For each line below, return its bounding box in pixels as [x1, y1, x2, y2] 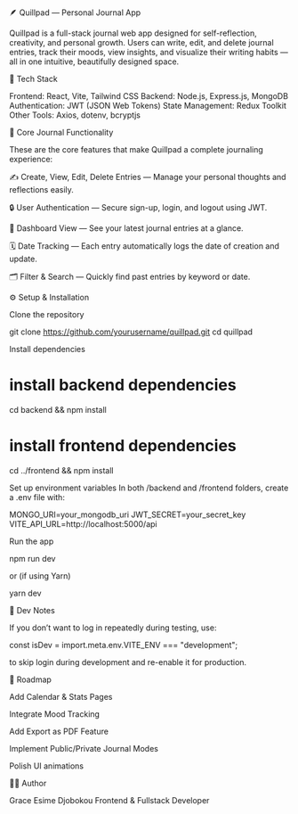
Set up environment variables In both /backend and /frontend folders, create [9, 482, 289, 493]
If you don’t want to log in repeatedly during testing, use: [9, 622, 217, 633]
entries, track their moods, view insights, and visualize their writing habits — [9, 47, 289, 57]
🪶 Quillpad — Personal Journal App [9, 7, 141, 18]
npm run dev [9, 553, 56, 563]
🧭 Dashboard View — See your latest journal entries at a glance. [9, 223, 244, 234]
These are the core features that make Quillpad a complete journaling [9, 144, 264, 154]
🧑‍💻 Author [9, 777, 47, 788]
